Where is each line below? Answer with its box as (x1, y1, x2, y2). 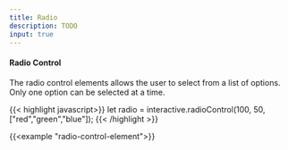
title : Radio (9, 12, 58, 22)
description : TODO (9, 21, 78, 30)
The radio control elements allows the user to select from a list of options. (9, 77, 281, 87)
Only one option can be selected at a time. (9, 87, 165, 97)
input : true (9, 29, 54, 38)
